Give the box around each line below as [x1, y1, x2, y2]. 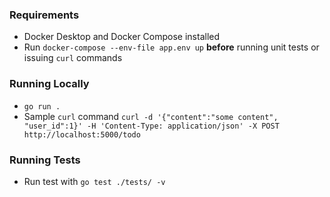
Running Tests [9, 153, 81, 167]
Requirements [9, 8, 80, 22]
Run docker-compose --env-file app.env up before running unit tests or [23, 41, 320, 53]
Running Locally [9, 77, 90, 91]
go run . [23, 101, 61, 112]
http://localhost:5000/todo [23, 129, 141, 140]
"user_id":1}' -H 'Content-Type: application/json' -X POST [23, 121, 280, 131]
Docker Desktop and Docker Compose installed [23, 31, 221, 43]
